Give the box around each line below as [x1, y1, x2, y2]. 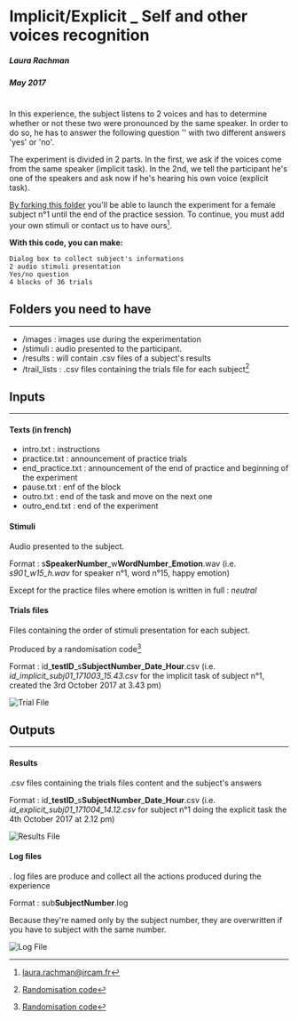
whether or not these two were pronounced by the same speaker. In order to [9, 118, 289, 129]
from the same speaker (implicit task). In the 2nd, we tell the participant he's [9, 163, 288, 174]
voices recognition [9, 25, 150, 45]
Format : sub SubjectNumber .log [9, 897, 129, 908]
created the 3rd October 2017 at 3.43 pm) [9, 680, 162, 690]
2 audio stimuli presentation [9, 262, 122, 271]
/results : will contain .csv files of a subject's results [21, 353, 211, 363]
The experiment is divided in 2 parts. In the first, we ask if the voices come [9, 154, 282, 165]
